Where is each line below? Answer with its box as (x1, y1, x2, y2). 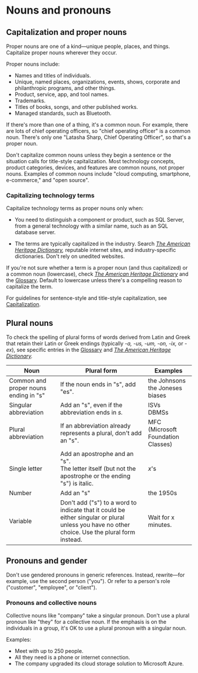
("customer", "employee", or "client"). (6, 584, 97, 591)
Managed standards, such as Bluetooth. (14, 110, 112, 117)
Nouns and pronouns (6, 4, 111, 17)
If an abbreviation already (60, 422, 131, 430)
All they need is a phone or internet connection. (14, 654, 131, 661)
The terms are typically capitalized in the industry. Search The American (14, 240, 190, 247)
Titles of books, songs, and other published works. (14, 103, 138, 110)
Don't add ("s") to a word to (60, 499, 137, 507)
